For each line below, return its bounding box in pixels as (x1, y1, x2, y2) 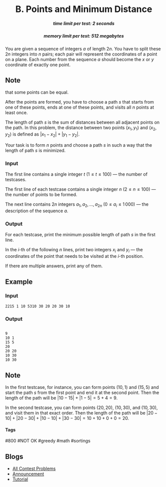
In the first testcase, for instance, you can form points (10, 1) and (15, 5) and (5, 384, 159, 390)
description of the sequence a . (5, 208, 69, 214)
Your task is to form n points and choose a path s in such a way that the (5, 142, 152, 148)
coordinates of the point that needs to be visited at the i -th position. (5, 253, 144, 259)
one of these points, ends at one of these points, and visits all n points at (5, 104, 155, 111)
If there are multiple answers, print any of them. (5, 263, 103, 269)
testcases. (5, 177, 26, 183)
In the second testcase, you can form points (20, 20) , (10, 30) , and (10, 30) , (5, 404, 158, 410)
